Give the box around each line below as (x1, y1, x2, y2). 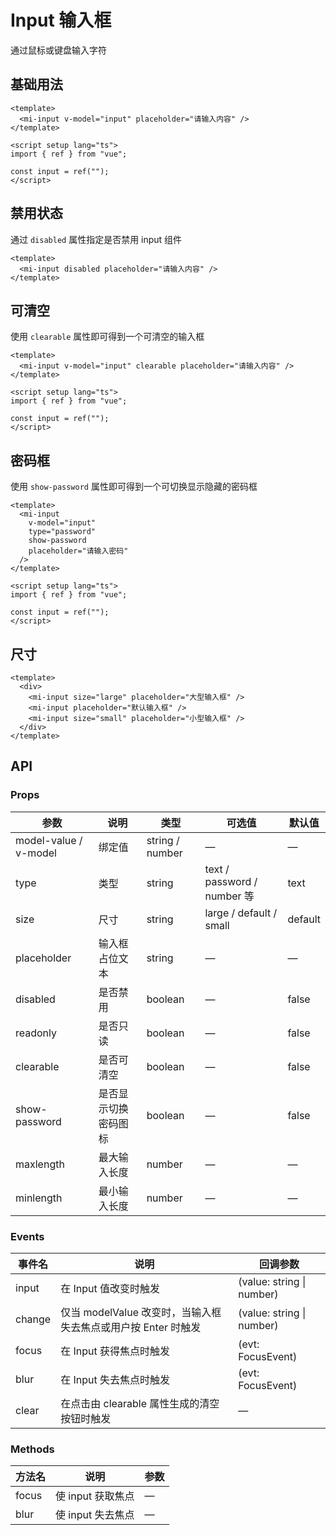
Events (10, 1229, 45, 1243)
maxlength (15, 1157, 65, 1171)
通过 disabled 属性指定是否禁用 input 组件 (10, 233, 183, 245)
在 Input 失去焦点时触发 (60, 1372, 171, 1386)
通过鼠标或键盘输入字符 (10, 44, 107, 56)
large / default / (204, 906, 278, 920)
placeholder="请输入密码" (28, 546, 129, 556)
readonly (15, 1026, 58, 1040)
